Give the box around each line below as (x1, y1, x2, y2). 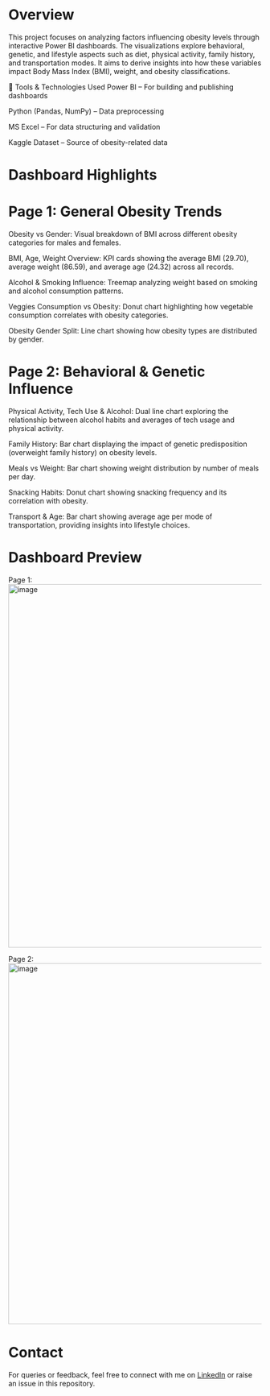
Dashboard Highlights (8, 166, 157, 184)
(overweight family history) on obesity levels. (8, 448, 157, 457)
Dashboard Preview (8, 549, 142, 567)
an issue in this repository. (8, 1378, 96, 1388)
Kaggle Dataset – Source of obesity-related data (8, 137, 168, 147)
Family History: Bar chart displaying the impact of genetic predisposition (8, 439, 247, 449)
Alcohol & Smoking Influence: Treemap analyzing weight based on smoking (8, 278, 259, 288)
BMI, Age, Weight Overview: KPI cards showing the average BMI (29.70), (8, 254, 249, 263)
